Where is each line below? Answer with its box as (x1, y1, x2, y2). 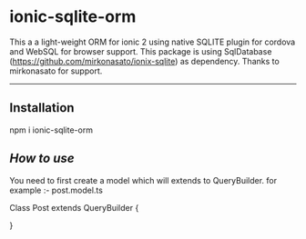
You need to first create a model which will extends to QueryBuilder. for (9, 174, 278, 185)
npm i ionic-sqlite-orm (9, 124, 94, 135)
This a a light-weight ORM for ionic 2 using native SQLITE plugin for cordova (9, 36, 296, 47)
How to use (9, 151, 75, 166)
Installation (9, 100, 75, 115)
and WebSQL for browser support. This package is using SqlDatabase (9, 45, 272, 56)
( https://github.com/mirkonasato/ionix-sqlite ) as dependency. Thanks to (9, 55, 280, 66)
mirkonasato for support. (9, 65, 103, 76)
